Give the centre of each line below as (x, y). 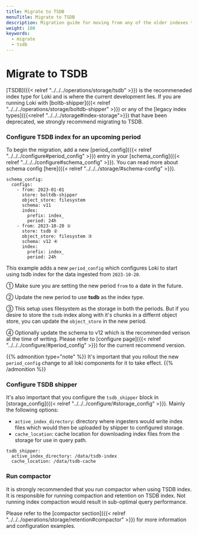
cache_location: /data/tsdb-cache (54, 462)
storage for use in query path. (51, 440)
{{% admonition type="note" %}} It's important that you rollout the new (93, 357)
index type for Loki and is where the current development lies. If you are (94, 96)
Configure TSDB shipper (42, 385)
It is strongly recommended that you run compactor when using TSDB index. (99, 489)
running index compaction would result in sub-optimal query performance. (97, 502)
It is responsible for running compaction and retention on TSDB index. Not (96, 495)
